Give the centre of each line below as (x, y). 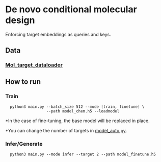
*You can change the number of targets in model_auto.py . (66, 130)
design (20, 20)
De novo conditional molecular (71, 9)
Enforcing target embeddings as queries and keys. (58, 34)
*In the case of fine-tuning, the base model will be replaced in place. (78, 121)
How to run (23, 82)
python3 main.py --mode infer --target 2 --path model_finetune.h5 (83, 154)
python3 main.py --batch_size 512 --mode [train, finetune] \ (77, 107)
